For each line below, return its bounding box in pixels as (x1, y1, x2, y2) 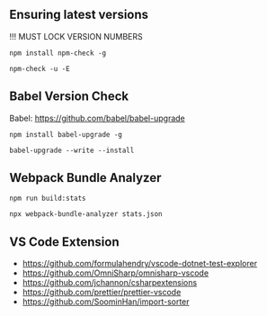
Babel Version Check (9, 89, 129, 104)
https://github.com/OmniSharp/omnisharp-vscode (22, 267, 209, 278)
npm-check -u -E (9, 64, 70, 73)
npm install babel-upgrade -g (9, 130, 123, 139)
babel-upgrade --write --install (9, 146, 135, 155)
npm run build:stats (9, 194, 87, 203)
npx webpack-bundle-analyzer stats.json (9, 210, 164, 219)
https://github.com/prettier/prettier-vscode (22, 287, 182, 298)
